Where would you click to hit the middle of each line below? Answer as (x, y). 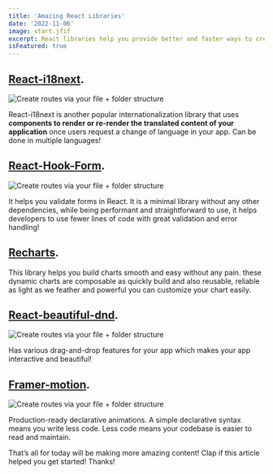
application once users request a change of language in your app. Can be (132, 132)
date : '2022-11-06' (41, 24)
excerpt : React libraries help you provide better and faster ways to (130, 39)
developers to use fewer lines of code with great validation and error (123, 218)
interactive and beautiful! (50, 359)
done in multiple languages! (55, 140)
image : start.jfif (39, 31)
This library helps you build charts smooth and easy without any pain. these (135, 272)
